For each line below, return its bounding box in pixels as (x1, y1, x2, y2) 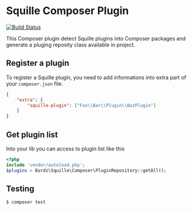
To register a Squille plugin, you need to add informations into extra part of (6, 73, 187, 81)
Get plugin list (6, 129, 58, 139)
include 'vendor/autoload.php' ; (6, 162, 85, 168)
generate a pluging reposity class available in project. (6, 41, 136, 48)
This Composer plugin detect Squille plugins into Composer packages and (6, 35, 186, 42)
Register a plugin (6, 58, 69, 68)
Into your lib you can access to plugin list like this (6, 145, 125, 152)
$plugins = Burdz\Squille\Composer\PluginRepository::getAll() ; (6, 168, 167, 173)
